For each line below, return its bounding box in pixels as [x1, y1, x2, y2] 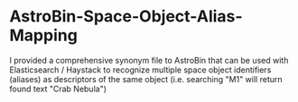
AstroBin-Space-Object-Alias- [9, 6, 243, 27]
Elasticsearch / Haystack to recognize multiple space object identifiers [9, 64, 272, 75]
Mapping [9, 25, 79, 46]
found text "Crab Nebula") [9, 83, 107, 94]
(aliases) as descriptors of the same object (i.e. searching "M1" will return [9, 73, 283, 84]
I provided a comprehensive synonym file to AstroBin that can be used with [9, 55, 289, 65]
